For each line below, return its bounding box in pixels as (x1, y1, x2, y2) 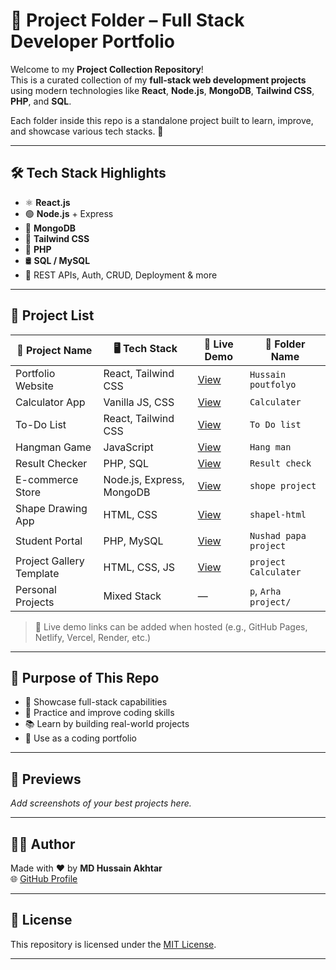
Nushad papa (249, 530, 307, 541)
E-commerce (15, 472, 79, 486)
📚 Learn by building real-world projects (24, 718, 190, 730)
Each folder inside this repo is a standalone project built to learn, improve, (10, 114, 314, 126)
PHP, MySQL (103, 534, 164, 548)
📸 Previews (10, 770, 82, 788)
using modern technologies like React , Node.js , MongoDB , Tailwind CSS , (10, 84, 315, 96)
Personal (15, 582, 57, 596)
